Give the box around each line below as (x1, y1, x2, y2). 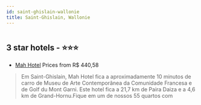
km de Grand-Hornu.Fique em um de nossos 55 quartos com (21, 92, 173, 100)
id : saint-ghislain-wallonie (6, 8, 80, 15)
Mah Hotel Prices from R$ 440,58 (14, 61, 99, 69)
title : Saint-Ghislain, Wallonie (6, 14, 91, 20)
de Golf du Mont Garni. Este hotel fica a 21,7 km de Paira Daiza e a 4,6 (21, 86, 196, 93)
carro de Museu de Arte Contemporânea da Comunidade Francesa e (21, 79, 192, 87)
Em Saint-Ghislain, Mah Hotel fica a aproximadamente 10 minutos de (21, 73, 191, 80)
